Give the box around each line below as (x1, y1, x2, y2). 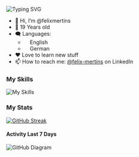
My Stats (6, 103, 33, 112)
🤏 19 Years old (14, 24, 50, 30)
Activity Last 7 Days (6, 131, 57, 138)
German (29, 45, 50, 52)
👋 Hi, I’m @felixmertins (14, 17, 71, 24)
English (29, 39, 48, 46)
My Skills (6, 75, 33, 83)
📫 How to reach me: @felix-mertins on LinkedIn (14, 58, 134, 65)
